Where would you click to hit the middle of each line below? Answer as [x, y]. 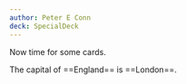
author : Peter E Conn [50, 18]
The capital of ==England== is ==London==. [93, 70]
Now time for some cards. [58, 51]
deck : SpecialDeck [44, 26]
